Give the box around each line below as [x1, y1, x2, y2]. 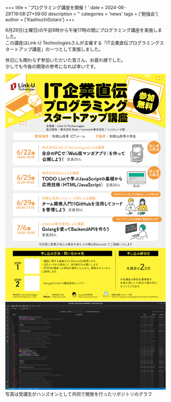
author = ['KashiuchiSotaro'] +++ [5, 17, 75, 22]
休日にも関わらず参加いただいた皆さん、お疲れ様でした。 [5, 57, 126, 63]
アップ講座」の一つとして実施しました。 [18, 46, 103, 52]
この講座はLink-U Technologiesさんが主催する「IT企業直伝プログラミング [5, 40, 160, 46]
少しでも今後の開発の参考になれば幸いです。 [5, 63, 98, 69]
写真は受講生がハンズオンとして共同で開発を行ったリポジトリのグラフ [5, 391, 153, 397]
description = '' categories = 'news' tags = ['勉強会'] [48, 11, 158, 17]
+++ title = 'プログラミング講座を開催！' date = [5, 5, 104, 10]
